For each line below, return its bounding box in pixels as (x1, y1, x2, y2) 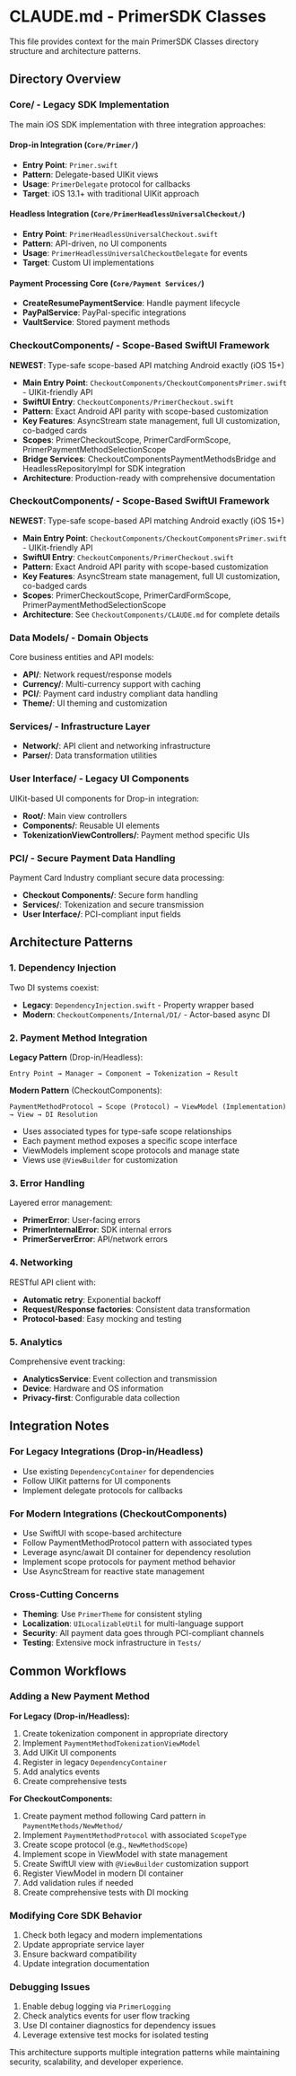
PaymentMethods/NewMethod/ (22, 1821, 124, 1831)
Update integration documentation (22, 1958, 150, 1969)
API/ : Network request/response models (22, 669, 172, 680)
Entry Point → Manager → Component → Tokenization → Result (9, 1069, 239, 1078)
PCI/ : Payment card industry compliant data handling (22, 689, 218, 699)
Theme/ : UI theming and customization (22, 698, 168, 708)
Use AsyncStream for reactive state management (22, 1565, 205, 1577)
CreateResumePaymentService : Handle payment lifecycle (22, 298, 240, 309)
